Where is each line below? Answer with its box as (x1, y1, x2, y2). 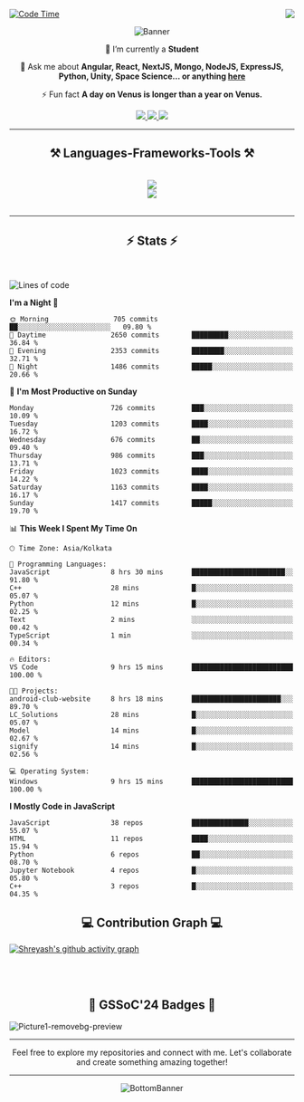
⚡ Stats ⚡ (126, 234, 178, 249)
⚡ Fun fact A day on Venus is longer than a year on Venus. (41, 89, 263, 100)
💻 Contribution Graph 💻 (81, 915, 223, 931)
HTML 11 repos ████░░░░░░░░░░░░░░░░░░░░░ (9, 834, 294, 843)
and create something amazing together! (76, 1057, 228, 1068)
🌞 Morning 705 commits (9, 314, 158, 323)
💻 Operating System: (9, 766, 90, 776)
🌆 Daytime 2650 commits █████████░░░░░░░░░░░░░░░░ (9, 331, 294, 340)
